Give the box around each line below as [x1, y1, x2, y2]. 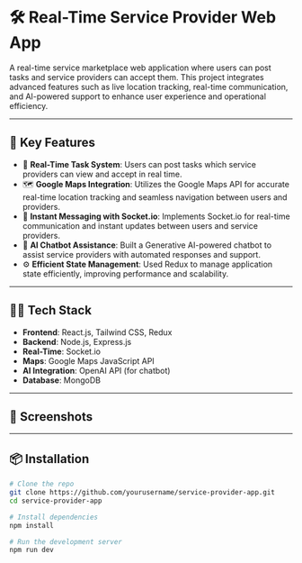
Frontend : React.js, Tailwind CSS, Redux [22, 326, 173, 338]
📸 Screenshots [9, 409, 93, 424]
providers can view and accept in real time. [22, 168, 182, 179]
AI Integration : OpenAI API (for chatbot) [22, 365, 171, 376]
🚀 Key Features [9, 135, 96, 150]
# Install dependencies [9, 513, 99, 522]
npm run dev [9, 546, 54, 555]
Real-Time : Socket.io [22, 346, 102, 357]
